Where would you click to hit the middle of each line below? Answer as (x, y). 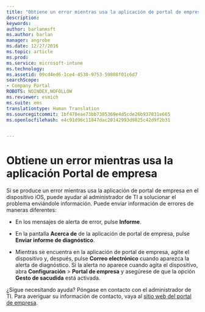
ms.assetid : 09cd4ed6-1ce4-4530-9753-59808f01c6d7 (72, 74)
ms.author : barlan (30, 35)
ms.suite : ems (24, 103)
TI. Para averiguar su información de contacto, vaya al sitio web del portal (99, 296)
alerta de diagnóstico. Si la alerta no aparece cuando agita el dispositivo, (106, 265)
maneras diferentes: (31, 210)
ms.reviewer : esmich (33, 97)
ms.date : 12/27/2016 (33, 46)
